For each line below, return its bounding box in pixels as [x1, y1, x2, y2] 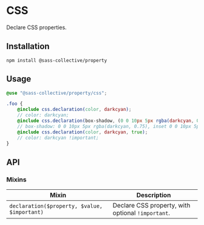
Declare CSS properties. [6, 24, 67, 31]
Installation [6, 41, 50, 52]
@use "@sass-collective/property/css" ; [6, 90, 107, 96]
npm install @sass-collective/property [6, 57, 107, 64]
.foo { [6, 101, 23, 107]
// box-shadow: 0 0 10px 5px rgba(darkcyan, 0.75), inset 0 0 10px [17, 123, 191, 129]
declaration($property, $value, [9, 203, 103, 210]
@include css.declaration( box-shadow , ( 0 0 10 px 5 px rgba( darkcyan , [17, 118, 194, 124]
